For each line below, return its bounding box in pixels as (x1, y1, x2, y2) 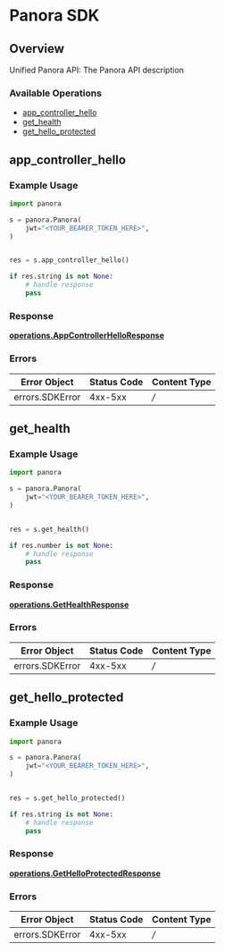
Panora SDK (9, 5, 100, 26)
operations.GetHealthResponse (9, 599, 129, 610)
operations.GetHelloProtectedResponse (9, 868, 161, 879)
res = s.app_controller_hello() (9, 256, 129, 265)
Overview (9, 41, 65, 56)
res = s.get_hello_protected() (9, 794, 126, 803)
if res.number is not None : (9, 541, 114, 550)
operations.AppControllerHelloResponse (9, 330, 165, 341)
